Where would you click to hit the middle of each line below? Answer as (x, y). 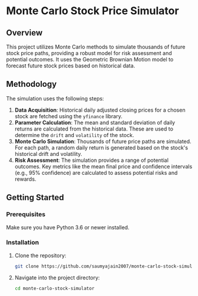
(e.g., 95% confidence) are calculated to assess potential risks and (96, 173)
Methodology (32, 84)
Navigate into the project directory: (57, 277)
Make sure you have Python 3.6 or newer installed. (68, 227)
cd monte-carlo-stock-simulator (54, 288)
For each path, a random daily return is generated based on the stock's (101, 147)
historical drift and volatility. (48, 154)
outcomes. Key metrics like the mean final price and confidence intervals (103, 166)
